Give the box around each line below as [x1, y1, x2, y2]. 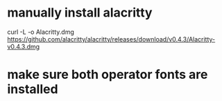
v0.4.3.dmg [7, 42, 40, 50]
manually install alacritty [7, 5, 153, 21]
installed [7, 82, 58, 98]
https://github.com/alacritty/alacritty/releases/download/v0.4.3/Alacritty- [7, 35, 216, 43]
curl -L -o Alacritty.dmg [7, 28, 75, 36]
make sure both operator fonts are [7, 67, 208, 82]
